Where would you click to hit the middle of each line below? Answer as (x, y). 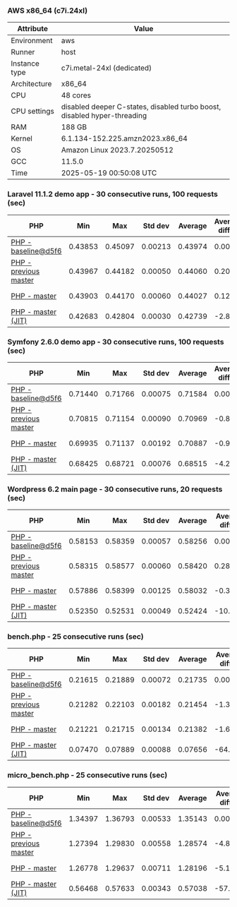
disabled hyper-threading (104, 116)
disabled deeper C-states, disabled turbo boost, (141, 107)
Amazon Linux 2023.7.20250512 (117, 150)
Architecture (31, 84)
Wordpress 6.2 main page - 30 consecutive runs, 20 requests (115, 489)
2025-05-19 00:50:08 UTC (109, 173)
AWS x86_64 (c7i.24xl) (48, 11)
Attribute (32, 29)
